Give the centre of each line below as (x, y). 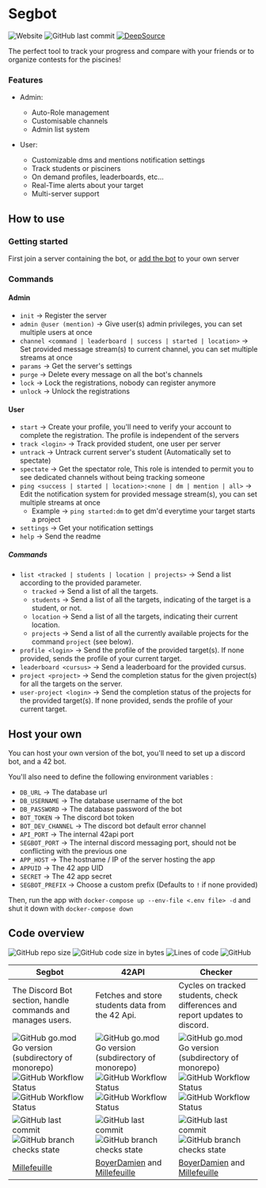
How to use (36, 219)
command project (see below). (82, 642)
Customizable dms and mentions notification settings (118, 160)
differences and (208, 1005)
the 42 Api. (116, 1015)
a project (46, 520)
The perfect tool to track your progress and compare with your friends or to (131, 51)
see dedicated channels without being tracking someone (112, 478)
